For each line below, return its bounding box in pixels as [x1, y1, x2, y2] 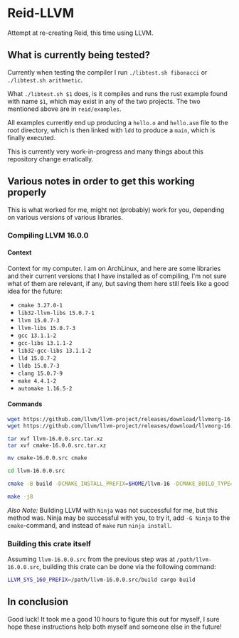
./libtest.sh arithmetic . [7, 75, 83, 84]
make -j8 [7, 493, 33, 501]
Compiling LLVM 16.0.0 [7, 230, 89, 240]
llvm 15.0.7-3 [17, 317, 60, 324]
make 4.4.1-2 [17, 377, 57, 385]
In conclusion [7, 596, 69, 608]
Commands [7, 400, 43, 408]
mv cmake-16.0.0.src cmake [7, 454, 87, 462]
